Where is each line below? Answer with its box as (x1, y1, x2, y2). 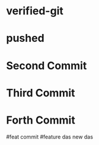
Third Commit (6, 86, 75, 100)
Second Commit (6, 58, 87, 72)
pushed (6, 32, 44, 45)
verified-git (6, 4, 63, 18)
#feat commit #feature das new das (6, 133, 94, 140)
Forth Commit (6, 113, 75, 127)
